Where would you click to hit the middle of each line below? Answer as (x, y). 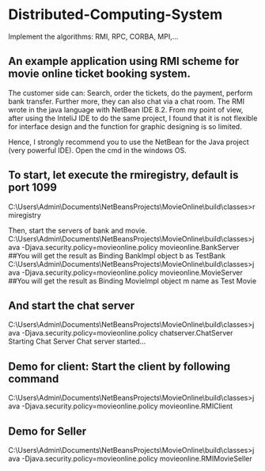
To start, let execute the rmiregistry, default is (123, 175)
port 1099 (33, 188)
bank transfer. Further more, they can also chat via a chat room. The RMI (127, 101)
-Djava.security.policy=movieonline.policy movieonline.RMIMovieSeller (137, 458)
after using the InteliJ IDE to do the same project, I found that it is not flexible (133, 118)
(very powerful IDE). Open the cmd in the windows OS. (98, 150)
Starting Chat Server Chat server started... (77, 341)
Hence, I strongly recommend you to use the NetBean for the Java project (129, 142)
